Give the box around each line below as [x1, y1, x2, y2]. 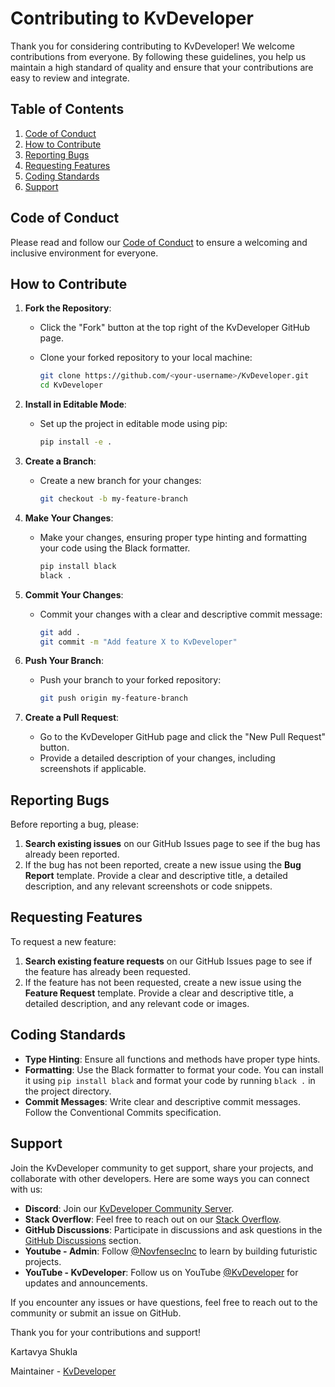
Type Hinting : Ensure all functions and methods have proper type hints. [24, 1053, 321, 1065]
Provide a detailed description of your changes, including [39, 752, 276, 764]
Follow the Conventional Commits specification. [24, 1106, 222, 1118]
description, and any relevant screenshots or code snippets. [24, 880, 273, 892]
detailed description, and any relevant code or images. [24, 997, 250, 1009]
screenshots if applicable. [39, 763, 147, 775]
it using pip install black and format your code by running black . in [24, 1074, 316, 1086]
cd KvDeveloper [39, 380, 103, 391]
